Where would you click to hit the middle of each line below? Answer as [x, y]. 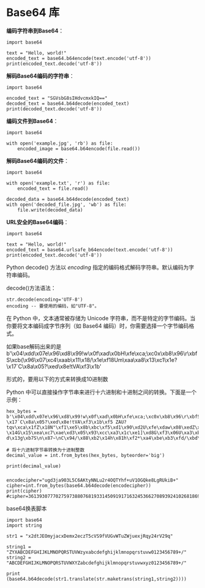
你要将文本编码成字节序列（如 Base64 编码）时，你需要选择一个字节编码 [98, 326]
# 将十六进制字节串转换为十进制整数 [45, 450]
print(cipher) [24, 491]
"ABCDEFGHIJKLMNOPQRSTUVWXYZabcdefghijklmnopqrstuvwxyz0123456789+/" [97, 563]
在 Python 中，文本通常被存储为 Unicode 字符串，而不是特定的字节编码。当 [101, 318]
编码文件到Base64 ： [33, 121]
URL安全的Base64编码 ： [38, 222]
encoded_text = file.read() [53, 188]
